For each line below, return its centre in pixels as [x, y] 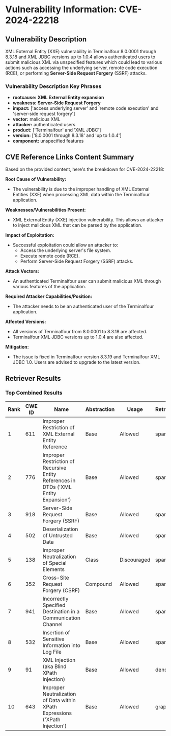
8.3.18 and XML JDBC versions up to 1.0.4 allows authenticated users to [80, 57]
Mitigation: [17, 347]
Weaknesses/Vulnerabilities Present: [46, 210]
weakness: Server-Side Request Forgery [56, 103]
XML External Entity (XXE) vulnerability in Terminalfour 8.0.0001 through [81, 51]
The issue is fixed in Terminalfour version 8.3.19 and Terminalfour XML [86, 357]
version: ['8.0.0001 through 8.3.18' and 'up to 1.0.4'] [67, 135]
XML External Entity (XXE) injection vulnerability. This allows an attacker [88, 220]
